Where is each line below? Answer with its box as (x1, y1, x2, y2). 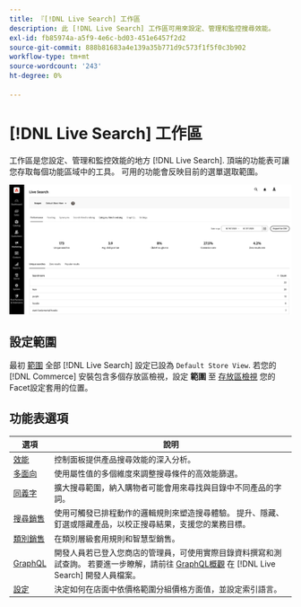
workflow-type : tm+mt (9, 52, 90, 62)
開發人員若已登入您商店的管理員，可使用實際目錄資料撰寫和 (54, 547, 275, 558)
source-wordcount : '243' (9, 62, 102, 71)
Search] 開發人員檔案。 (54, 569, 141, 580)
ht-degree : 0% (9, 72, 63, 81)
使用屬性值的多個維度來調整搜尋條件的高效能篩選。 (54, 468, 244, 479)
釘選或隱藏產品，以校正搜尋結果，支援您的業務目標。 (54, 519, 251, 530)
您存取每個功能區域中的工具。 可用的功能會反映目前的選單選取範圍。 (9, 166, 262, 177)
